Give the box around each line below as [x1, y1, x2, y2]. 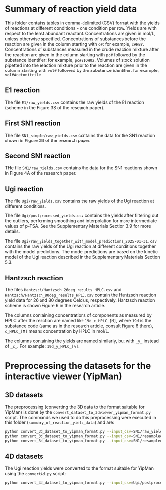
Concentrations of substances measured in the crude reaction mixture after [5, 46, 159, 52]
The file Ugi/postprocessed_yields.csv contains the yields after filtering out [5, 212, 159, 219]
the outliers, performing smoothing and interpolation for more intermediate [5, 218, 157, 224]
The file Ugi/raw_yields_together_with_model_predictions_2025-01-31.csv [5, 238, 157, 244]
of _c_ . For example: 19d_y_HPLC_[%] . [5, 343, 80, 349]
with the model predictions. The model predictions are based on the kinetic [5, 249, 158, 255]
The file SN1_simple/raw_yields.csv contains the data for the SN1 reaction [5, 132, 155, 138]
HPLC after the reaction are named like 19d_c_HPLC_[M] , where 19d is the [5, 318, 152, 323]
